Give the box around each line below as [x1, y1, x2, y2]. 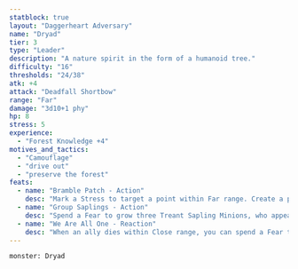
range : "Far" [9, 95, 58, 105]
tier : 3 [9, 37, 38, 47]
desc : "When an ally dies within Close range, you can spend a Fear [25, 227, 284, 236]
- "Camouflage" [17, 153, 74, 162]
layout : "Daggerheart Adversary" [9, 21, 133, 30]
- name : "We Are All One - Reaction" [17, 219, 157, 228]
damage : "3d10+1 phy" [9, 104, 90, 113]
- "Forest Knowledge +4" [17, 137, 109, 146]
